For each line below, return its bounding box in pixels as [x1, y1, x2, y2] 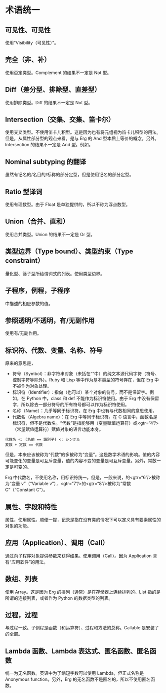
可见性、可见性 [5, 26, 51, 34]
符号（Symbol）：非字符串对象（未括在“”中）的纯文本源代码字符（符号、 [12, 371, 160, 377]
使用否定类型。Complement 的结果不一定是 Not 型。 [5, 70, 112, 76]
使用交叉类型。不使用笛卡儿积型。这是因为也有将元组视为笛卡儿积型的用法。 [5, 129, 161, 135]
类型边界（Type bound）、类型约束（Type [5, 247, 133, 256]
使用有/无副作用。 [5, 330, 42, 336]
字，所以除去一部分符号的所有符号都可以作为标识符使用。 [12, 402, 129, 408]
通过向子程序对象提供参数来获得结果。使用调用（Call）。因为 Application [5, 553, 152, 559]
